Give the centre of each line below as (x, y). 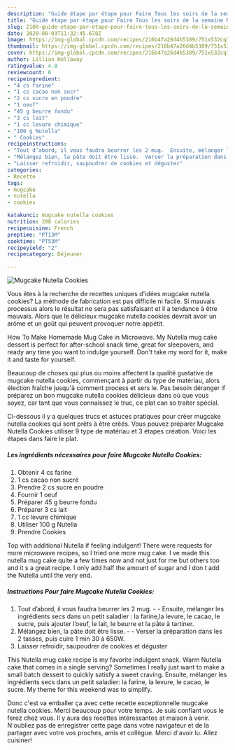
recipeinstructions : (37, 144)
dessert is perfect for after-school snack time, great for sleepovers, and (111, 345)
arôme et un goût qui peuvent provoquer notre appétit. (86, 324)
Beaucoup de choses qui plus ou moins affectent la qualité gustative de (110, 373)
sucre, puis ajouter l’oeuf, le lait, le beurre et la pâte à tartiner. (106, 624)
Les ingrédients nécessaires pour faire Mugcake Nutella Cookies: (105, 454)
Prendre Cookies (42, 532)
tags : (15, 183)
